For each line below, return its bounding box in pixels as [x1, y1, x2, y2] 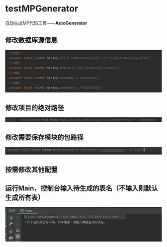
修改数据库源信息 [5, 36, 58, 45]
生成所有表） [5, 193, 45, 202]
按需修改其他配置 [5, 165, 58, 174]
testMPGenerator [5, 3, 79, 14]
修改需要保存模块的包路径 [5, 133, 83, 142]
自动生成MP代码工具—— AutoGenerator [5, 20, 87, 26]
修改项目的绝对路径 [5, 103, 64, 112]
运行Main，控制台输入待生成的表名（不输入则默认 [5, 184, 158, 192]
